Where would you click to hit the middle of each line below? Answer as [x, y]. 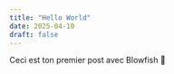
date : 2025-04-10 [42, 26]
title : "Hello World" [50, 18]
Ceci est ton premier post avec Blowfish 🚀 [87, 60]
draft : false [34, 34]
